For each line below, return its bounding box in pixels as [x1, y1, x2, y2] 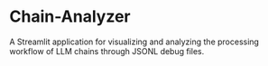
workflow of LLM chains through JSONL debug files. [9, 45, 205, 56]
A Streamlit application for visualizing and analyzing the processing [9, 36, 260, 47]
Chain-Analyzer [9, 6, 131, 27]
